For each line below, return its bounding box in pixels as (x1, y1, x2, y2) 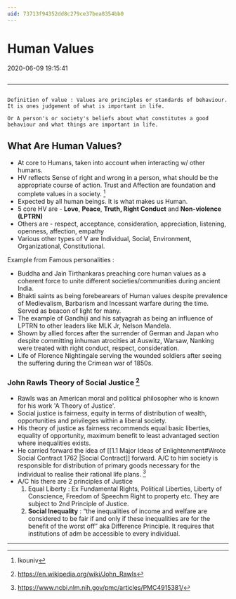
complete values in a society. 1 (17, 188, 106, 198)
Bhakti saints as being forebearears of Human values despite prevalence (17, 292, 228, 300)
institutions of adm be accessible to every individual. (27, 529, 181, 538)
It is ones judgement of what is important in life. (7, 103, 165, 110)
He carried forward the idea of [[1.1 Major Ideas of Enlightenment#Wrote (17, 446, 226, 454)
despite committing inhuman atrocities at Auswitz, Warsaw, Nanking (17, 337, 214, 345)
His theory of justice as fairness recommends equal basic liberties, (17, 423, 211, 432)
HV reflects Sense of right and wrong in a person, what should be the (17, 174, 218, 182)
